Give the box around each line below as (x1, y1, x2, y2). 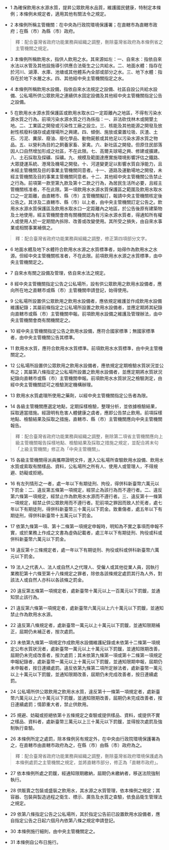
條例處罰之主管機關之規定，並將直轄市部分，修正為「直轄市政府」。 (19, 760, 161, 765)
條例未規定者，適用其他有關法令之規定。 (23, 11, 109, 17)
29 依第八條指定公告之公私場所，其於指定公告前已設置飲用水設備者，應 (10, 811, 160, 817)
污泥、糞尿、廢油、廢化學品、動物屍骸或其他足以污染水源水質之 (19, 135, 154, 141)
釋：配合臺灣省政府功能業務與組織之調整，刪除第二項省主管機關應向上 (15, 433, 163, 439)
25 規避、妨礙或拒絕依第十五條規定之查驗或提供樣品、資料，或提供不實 (10, 712, 160, 718)
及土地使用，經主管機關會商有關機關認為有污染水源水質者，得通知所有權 (10, 212, 162, 218)
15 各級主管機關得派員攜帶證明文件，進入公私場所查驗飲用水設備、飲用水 (10, 457, 164, 463)
